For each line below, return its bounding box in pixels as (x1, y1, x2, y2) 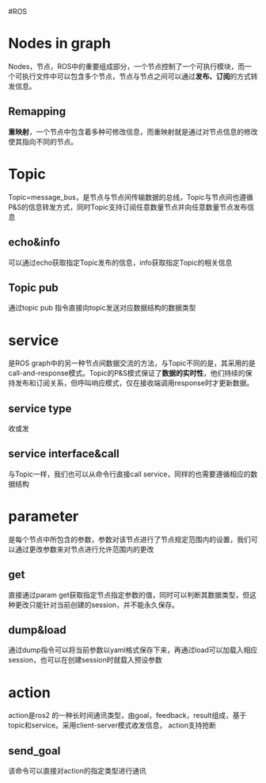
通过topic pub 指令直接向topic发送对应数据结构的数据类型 (8, 303, 196, 312)
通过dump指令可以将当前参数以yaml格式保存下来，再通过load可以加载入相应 (8, 645, 258, 655)
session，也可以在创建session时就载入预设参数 (8, 655, 162, 665)
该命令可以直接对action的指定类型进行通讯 (8, 766, 146, 776)
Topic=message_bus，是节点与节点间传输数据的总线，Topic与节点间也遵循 (8, 192, 253, 201)
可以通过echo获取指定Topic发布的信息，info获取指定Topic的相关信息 (8, 258, 233, 267)
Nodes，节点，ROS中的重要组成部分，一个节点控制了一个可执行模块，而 (8, 61, 245, 71)
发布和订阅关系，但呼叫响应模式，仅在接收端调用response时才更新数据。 (14, 378, 254, 388)
